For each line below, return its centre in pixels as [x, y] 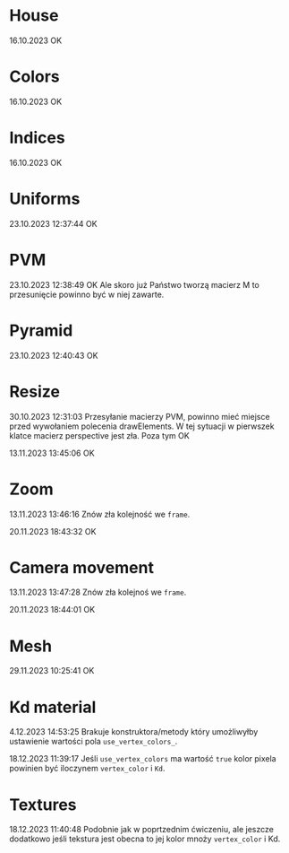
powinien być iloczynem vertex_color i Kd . [87, 769]
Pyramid [41, 331]
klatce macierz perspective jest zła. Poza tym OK [99, 435]
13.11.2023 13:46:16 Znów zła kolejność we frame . [100, 514]
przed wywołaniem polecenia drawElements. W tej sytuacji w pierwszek [142, 426]
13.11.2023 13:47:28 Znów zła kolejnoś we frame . [98, 592]
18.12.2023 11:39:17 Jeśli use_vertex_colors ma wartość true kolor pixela [143, 759]
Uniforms [45, 199]
